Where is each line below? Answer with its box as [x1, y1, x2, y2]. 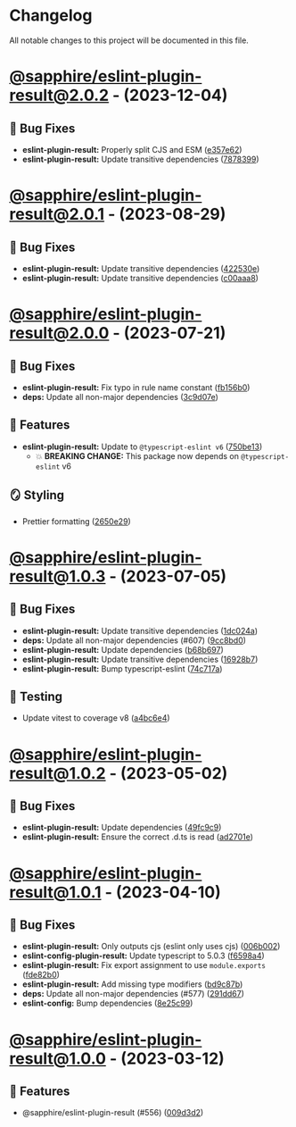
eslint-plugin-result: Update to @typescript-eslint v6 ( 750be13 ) [21, 441, 263, 452]
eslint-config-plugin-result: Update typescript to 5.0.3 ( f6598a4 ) [21, 950, 265, 961]
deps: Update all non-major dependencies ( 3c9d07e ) [21, 391, 218, 402]
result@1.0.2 [9, 763, 106, 783]
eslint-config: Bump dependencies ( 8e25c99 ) [21, 998, 193, 1009]
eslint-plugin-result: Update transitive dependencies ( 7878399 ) [21, 154, 260, 164]
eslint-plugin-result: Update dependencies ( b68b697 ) [21, 644, 225, 655]
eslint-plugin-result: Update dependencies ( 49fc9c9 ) [21, 822, 222, 833]
